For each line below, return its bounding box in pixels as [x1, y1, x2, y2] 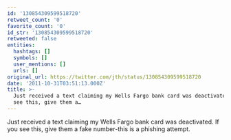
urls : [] [13, 67, 38, 74]
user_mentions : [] [13, 61, 67, 68]
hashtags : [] [13, 48, 51, 55]
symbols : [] [13, 55, 48, 61]
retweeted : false [7, 36, 57, 42]
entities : [7, 42, 36, 48]
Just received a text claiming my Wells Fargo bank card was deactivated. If [7, 117, 219, 126]
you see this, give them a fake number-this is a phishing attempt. [7, 124, 190, 133]
